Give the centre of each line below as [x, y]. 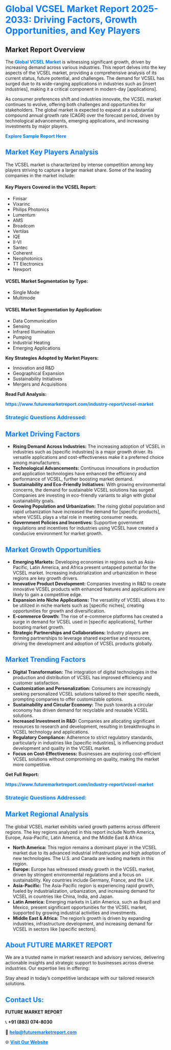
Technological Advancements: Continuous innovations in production [86, 468]
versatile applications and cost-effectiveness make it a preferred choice [88, 457]
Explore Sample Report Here [36, 136]
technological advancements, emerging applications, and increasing [77, 121]
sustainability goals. [34, 501]
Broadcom [23, 226]
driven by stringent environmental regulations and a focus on [77, 874]
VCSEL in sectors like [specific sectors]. [55, 929]
